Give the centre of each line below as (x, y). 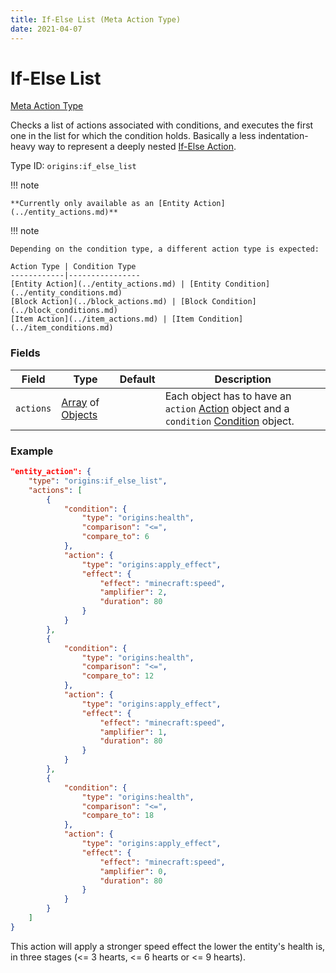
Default (137, 379)
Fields (25, 353)
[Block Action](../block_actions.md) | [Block (109, 302)
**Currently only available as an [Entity (100, 204)
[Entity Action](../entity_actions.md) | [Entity (116, 284)
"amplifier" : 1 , (133, 732)
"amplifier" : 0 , (133, 871)
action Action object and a (227, 408)
